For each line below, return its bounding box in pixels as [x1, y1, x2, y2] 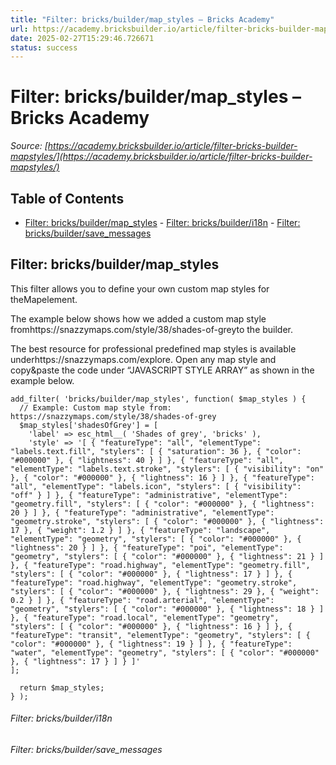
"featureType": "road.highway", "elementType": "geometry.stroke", [10, 577, 298, 588]
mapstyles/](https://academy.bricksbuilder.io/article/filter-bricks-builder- [10, 151, 313, 163]
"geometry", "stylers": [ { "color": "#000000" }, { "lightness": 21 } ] [10, 551, 325, 561]
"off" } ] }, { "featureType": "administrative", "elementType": [10, 490, 288, 500]
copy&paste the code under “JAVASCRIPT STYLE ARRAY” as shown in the [10, 364, 315, 376]
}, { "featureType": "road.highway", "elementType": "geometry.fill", [10, 560, 311, 570]
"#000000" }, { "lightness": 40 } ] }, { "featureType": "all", [10, 455, 284, 465]
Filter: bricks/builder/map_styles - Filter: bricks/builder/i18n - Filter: [24, 217, 301, 228]
